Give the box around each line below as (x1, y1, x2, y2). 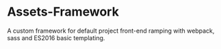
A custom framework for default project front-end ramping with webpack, (7, 27, 215, 35)
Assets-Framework (7, 4, 120, 20)
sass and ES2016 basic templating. (7, 33, 105, 42)
